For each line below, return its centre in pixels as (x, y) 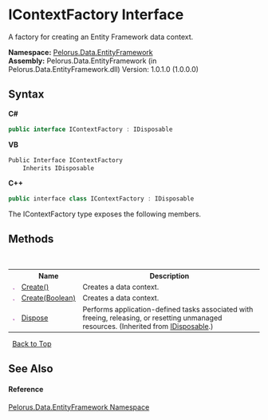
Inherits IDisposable (58, 168)
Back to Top (32, 344)
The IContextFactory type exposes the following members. (105, 214)
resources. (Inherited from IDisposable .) (148, 326)
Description (169, 275)
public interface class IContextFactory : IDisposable (101, 198)
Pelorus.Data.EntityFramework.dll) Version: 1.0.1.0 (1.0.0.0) (104, 69)
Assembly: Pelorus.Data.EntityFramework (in (83, 61)
